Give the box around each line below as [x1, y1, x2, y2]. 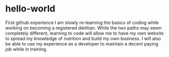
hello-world [5, 3, 56, 14]
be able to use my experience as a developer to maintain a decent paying [5, 40, 159, 46]
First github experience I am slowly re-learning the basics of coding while [5, 19, 159, 25]
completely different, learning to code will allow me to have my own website [5, 30, 164, 36]
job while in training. [5, 46, 48, 52]
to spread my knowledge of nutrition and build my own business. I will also [5, 35, 161, 41]
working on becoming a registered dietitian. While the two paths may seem [5, 24, 162, 30]
